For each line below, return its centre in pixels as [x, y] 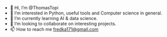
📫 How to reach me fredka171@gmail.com [54, 29]
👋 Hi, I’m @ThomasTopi [34, 8]
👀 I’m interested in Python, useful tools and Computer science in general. [86, 13]
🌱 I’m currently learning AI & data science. [54, 18]
